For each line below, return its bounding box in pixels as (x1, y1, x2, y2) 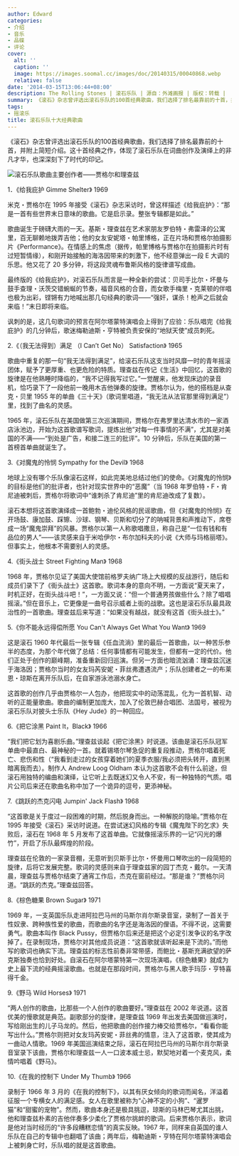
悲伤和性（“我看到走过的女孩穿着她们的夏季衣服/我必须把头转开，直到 (19, 755, 225, 763)
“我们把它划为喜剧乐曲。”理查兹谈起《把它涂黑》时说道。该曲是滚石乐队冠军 (7, 737, 228, 745)
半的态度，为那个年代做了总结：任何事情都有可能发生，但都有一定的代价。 (7, 647, 225, 655)
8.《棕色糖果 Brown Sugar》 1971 (7, 896, 101, 904)
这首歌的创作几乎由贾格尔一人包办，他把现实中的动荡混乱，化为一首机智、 (7, 689, 225, 697)
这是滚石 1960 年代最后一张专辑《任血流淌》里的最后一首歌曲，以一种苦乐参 (7, 638, 231, 646)
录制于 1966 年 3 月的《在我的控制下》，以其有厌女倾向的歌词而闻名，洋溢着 (7, 1087, 229, 1095)
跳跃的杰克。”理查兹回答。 (22, 880, 97, 889)
